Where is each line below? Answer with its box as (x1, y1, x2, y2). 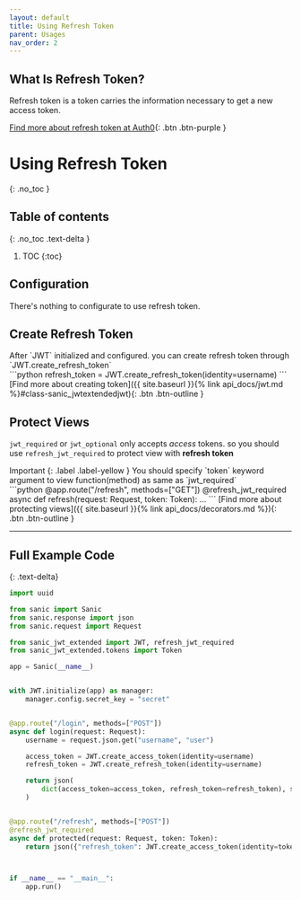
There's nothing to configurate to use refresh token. (9, 300, 201, 311)
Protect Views (9, 414, 90, 429)
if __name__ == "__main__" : (9, 874, 115, 883)
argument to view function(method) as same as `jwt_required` (9, 475, 237, 486)
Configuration (9, 277, 90, 292)
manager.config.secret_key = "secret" (25, 695, 170, 704)
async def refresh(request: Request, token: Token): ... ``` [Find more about (9, 494, 282, 505)
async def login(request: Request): (9, 727, 146, 737)
